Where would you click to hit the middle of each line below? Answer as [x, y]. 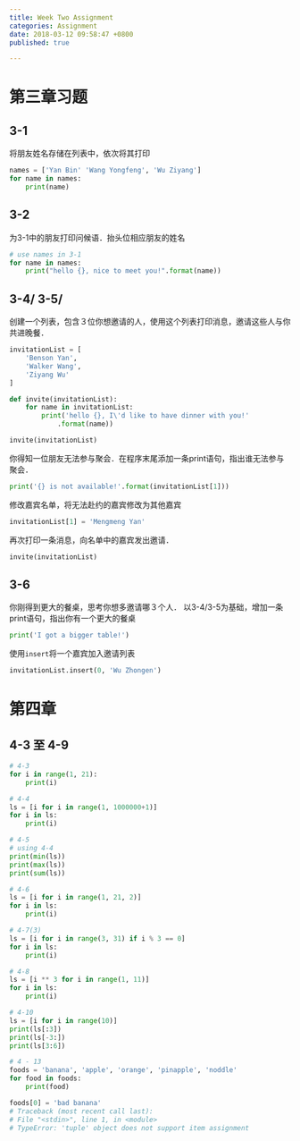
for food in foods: [46, 1078]
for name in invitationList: [79, 408]
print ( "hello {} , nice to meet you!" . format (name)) [123, 271]
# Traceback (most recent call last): [81, 1111]
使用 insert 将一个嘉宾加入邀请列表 [72, 654]
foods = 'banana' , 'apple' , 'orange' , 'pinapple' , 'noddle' [124, 1070]
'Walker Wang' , [54, 366]
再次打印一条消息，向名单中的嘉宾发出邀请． [92, 540]
